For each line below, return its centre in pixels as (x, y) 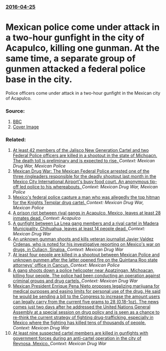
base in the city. (39, 79)
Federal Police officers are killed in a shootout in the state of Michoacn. (85, 155)
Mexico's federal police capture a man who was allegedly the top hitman (86, 197)
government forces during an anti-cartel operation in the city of (77, 338)
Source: (15, 111)
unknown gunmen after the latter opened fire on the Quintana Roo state (85, 260)
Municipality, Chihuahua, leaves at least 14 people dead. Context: (79, 229)
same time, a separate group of (71, 59)
